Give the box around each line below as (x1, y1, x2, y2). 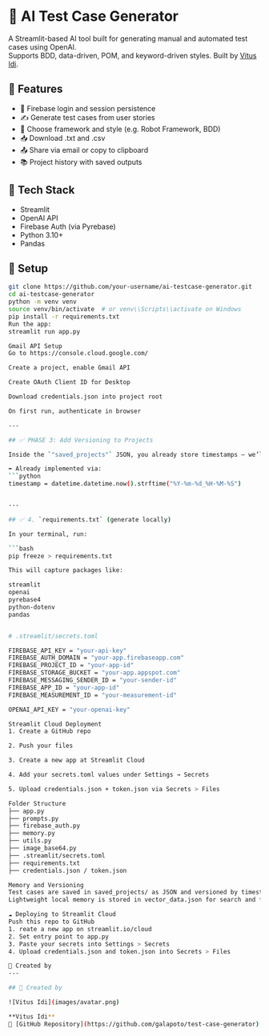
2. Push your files (8, 742, 74, 750)
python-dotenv (8, 603, 56, 611)
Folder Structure (8, 799, 66, 807)
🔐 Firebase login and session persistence (19, 103, 156, 113)
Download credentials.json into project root (8, 393, 163, 401)
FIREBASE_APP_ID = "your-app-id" (8, 683, 120, 691)
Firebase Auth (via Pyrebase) (19, 222, 116, 231)
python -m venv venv (8, 298, 78, 306)
